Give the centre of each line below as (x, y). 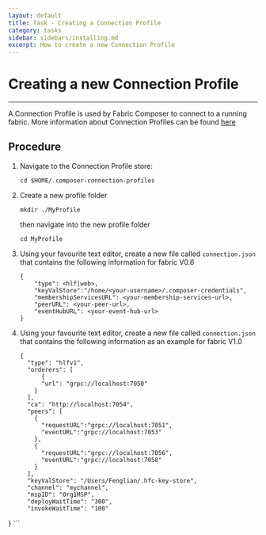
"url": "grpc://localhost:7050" (94, 384)
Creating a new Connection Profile (123, 84)
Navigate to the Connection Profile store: (86, 166)
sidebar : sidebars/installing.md (63, 38)
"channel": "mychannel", (68, 487)
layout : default (35, 15)
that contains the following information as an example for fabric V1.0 (131, 341)
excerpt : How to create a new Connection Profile (92, 45)
